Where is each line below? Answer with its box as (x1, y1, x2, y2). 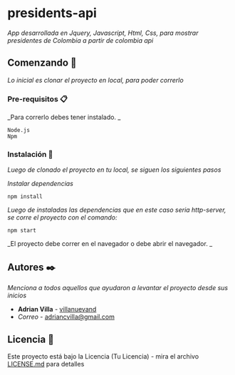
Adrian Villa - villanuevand (17, 305, 97, 314)
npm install (7, 193, 43, 200)
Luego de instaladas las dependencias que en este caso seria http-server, (7, 205, 226, 215)
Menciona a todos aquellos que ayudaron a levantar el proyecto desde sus (7, 284, 229, 292)
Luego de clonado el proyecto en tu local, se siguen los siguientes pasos (7, 165, 221, 174)
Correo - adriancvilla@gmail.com (17, 312, 115, 322)
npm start (7, 227, 37, 235)
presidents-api (7, 5, 98, 21)
